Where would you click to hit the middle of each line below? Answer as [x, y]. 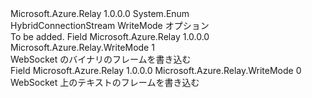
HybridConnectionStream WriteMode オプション [110, 25]
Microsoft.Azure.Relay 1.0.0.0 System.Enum [100, 13]
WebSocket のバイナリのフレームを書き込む [101, 59]
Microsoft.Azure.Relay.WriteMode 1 [82, 47]
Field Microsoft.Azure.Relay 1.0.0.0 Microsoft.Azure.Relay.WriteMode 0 [156, 70]
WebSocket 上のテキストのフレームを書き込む [105, 82]
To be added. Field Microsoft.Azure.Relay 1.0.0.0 [110, 36]
